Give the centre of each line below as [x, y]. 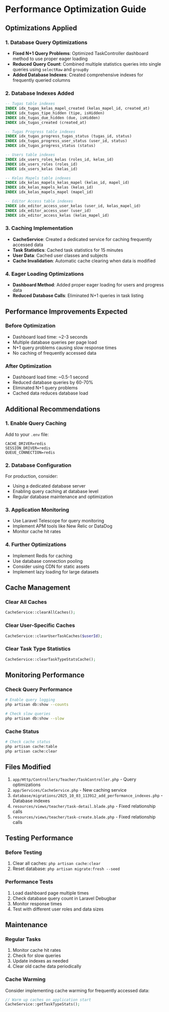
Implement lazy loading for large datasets [56, 571]
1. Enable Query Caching [36, 423]
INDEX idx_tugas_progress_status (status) [50, 146]
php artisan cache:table [31, 746]
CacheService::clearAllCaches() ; [40, 612]
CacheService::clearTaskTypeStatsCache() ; [50, 659]
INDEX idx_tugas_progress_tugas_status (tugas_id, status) [69, 136]
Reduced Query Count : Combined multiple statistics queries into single [87, 64]
